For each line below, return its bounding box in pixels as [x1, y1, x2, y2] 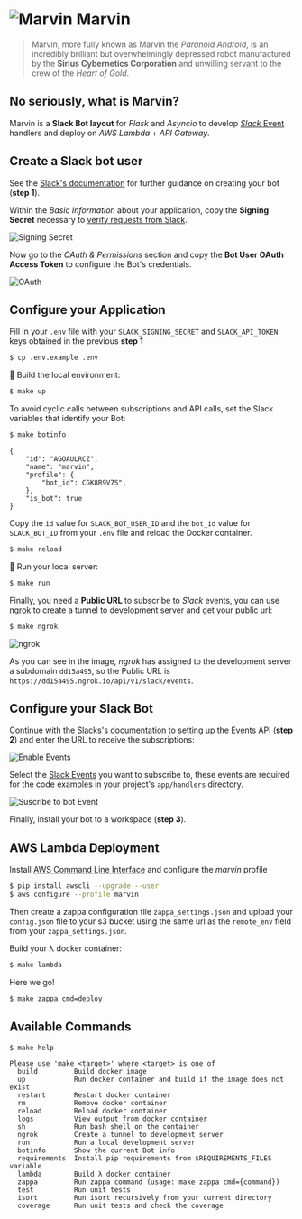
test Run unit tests [17, 1186, 131, 1195]
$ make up [9, 387, 47, 396]
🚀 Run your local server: [9, 560, 99, 572]
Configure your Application [9, 302, 166, 318]
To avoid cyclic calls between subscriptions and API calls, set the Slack [9, 403, 274, 414]
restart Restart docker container [17, 1091, 171, 1100]
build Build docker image [17, 1067, 147, 1076]
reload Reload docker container [17, 1106, 168, 1116]
